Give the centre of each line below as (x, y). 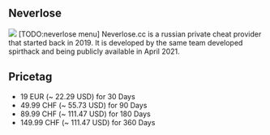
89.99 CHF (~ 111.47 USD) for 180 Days (86, 114)
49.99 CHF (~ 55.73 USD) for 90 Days (84, 105)
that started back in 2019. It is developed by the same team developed (126, 42)
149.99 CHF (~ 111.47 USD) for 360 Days (88, 122)
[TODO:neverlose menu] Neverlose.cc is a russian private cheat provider (140, 34)
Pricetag (30, 77)
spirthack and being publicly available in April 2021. (94, 51)
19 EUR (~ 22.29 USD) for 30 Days (77, 96)
